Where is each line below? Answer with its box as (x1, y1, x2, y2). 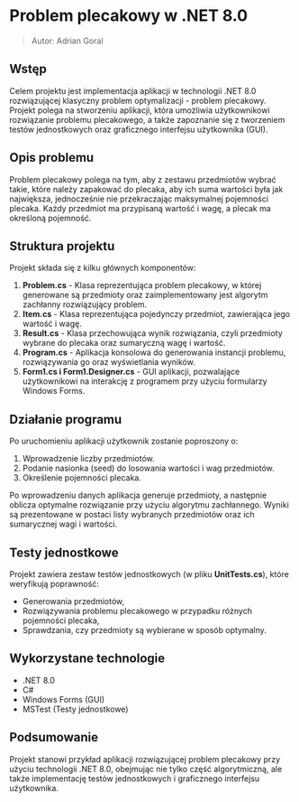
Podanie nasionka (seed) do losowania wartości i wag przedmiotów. (22, 462, 275, 474)
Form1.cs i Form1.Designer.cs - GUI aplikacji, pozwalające (22, 367, 240, 378)
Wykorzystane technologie (9, 651, 166, 667)
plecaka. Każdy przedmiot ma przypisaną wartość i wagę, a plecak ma (9, 202, 272, 213)
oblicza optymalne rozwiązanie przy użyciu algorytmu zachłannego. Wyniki (9, 499, 290, 510)
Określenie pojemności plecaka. (22, 472, 141, 483)
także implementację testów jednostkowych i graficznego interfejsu (9, 773, 260, 784)
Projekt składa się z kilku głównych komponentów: (9, 263, 196, 274)
